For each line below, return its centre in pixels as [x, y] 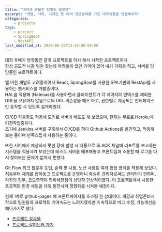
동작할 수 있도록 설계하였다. [36, 107]
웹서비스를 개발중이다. [38, 88]
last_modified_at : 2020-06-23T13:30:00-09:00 [52, 46]
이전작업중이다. [19, 123]
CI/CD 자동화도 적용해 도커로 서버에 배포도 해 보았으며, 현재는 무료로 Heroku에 [79, 117]
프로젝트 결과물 [26, 218]
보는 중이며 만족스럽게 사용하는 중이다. [41, 135]
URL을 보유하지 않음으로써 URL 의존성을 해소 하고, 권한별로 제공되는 [69, 100]
